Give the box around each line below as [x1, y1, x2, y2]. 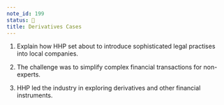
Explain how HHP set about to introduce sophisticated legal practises [16, 42, 216, 51]
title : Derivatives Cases [6, 23, 82, 30]
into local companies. [16, 49, 78, 58]
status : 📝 [6, 17, 36, 24]
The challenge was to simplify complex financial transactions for [16, 63, 202, 72]
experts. [16, 70, 41, 79]
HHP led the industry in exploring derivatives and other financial [16, 84, 201, 92]
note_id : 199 [6, 10, 45, 17]
